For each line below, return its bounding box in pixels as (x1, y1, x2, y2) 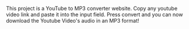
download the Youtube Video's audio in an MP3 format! (6, 17, 139, 24)
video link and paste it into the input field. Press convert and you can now (6, 11, 183, 18)
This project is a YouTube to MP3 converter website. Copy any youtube (6, 5, 178, 12)
